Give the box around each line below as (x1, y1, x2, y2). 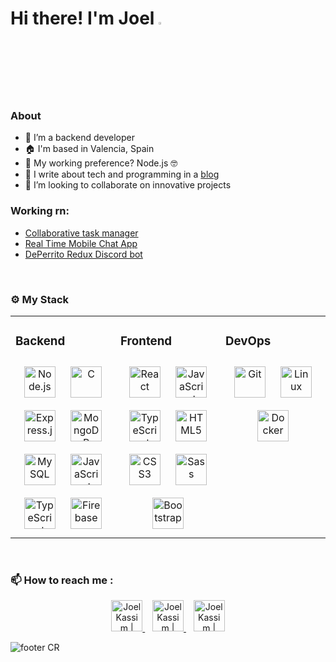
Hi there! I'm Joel (10, 7, 155, 30)
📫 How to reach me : (10, 573, 114, 587)
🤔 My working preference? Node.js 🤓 (24, 157, 178, 169)
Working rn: (10, 204, 70, 218)
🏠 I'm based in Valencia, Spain (24, 143, 155, 155)
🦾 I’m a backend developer (24, 132, 135, 144)
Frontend (120, 333, 173, 349)
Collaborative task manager (24, 227, 139, 239)
